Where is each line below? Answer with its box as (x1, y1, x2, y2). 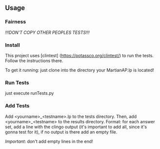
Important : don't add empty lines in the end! (5, 138, 93, 144)
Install (5, 41, 20, 48)
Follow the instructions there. (5, 58, 63, 64)
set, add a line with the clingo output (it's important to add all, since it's (5, 124, 147, 130)
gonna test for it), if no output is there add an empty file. (5, 129, 118, 135)
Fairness (5, 18, 26, 25)
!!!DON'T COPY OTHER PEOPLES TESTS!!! (5, 29, 90, 35)
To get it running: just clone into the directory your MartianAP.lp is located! (5, 67, 154, 73)
